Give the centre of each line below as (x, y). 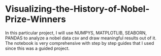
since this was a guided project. (37, 48)
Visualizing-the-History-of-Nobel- (77, 9)
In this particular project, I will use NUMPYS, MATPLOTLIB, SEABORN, (76, 33)
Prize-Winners (36, 19)
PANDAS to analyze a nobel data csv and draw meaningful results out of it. (81, 38)
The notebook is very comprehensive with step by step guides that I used (80, 43)
